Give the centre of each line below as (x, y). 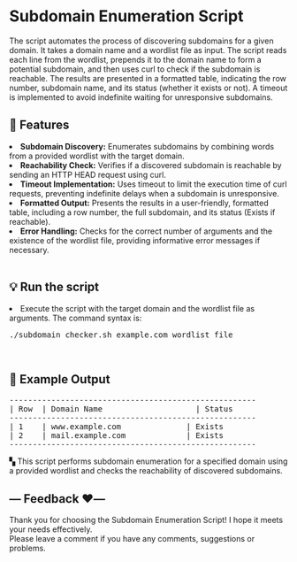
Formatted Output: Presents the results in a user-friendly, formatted (145, 203)
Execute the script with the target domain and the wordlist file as (137, 308)
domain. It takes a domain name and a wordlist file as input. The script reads (148, 50)
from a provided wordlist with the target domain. (97, 156)
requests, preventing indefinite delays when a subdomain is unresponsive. (145, 193)
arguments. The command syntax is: (76, 318)
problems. (27, 548)
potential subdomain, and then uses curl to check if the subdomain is (135, 69)
